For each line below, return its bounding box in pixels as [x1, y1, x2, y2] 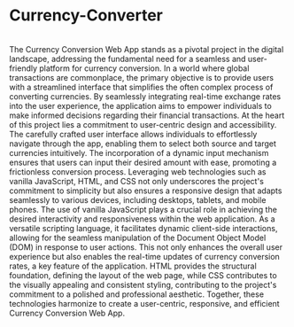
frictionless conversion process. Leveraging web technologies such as [9, 166, 267, 177]
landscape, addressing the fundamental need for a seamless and [9, 53, 246, 64]
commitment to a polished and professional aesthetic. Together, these [9, 289, 264, 300]
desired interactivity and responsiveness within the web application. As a [9, 214, 276, 224]
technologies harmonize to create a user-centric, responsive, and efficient [9, 298, 281, 308]
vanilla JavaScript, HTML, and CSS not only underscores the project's [9, 175, 264, 186]
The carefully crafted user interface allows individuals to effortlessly [9, 128, 258, 139]
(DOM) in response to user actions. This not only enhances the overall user [9, 241, 283, 253]
